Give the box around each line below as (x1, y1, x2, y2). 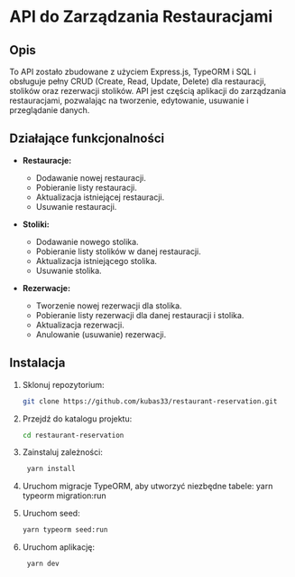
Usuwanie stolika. (35, 265, 102, 276)
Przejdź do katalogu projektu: (22, 413, 133, 424)
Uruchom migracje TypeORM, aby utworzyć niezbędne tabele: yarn (22, 481, 273, 492)
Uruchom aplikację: (22, 542, 95, 553)
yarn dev (26, 559, 60, 569)
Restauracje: (22, 155, 72, 166)
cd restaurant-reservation (22, 430, 124, 440)
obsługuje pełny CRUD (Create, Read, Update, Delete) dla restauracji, (9, 76, 267, 87)
